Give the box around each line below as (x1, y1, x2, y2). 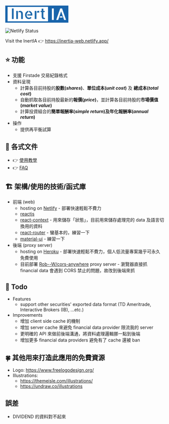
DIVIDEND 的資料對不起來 (12, 413, 67, 419)
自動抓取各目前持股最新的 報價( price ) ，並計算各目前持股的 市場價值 (20, 97, 159, 103)
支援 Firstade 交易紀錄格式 (12, 72, 68, 78)
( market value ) (20, 102, 52, 108)
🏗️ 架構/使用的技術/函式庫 (5, 183, 86, 191)
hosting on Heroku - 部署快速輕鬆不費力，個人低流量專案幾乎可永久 (20, 248, 160, 255)
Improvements (12, 312, 43, 318)
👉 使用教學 (12, 157, 37, 163)
